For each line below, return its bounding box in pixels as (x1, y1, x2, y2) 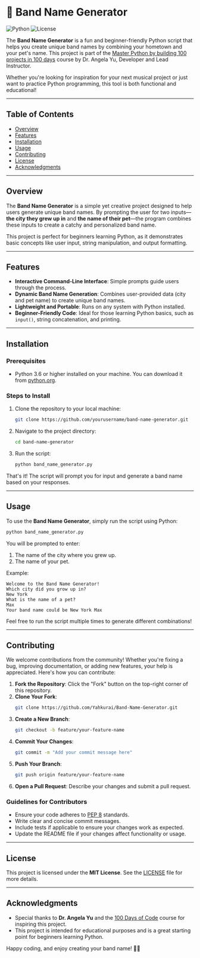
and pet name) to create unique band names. (14, 297, 126, 304)
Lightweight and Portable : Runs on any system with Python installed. (14, 303, 186, 310)
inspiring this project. (14, 920, 67, 928)
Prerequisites (6, 357, 46, 365)
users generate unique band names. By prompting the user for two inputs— (6, 209, 192, 216)
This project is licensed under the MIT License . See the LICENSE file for (6, 869, 183, 876)
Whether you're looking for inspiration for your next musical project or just (6, 74, 188, 81)
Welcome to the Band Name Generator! (6, 581, 100, 587)
